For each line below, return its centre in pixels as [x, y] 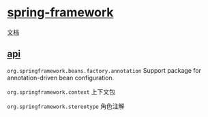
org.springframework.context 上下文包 [61, 91]
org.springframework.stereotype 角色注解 [66, 106]
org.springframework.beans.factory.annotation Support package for [104, 70]
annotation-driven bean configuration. [61, 78]
